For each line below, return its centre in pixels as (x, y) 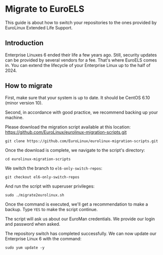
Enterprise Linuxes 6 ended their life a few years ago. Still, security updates (81, 55)
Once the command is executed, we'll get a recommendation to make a (77, 204)
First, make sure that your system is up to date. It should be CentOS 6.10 (78, 97)
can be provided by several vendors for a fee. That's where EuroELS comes (81, 60)
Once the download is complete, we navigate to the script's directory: (75, 150)
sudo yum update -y (25, 248)
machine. (14, 117)
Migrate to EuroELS (45, 9)
